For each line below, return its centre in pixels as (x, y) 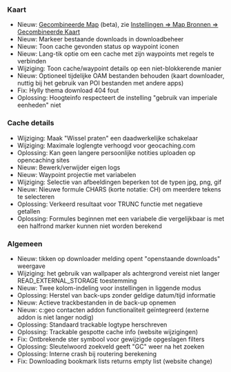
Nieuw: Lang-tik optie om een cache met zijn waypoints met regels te (116, 54)
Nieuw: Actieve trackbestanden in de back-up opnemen (97, 302)
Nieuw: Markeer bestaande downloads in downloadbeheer (100, 39)
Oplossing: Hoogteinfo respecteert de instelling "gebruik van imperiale (117, 98)
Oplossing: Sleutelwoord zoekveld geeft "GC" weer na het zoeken (111, 347)
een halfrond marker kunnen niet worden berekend (89, 226)
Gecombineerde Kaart (49, 32)
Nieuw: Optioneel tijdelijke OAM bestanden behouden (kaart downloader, (121, 76)
